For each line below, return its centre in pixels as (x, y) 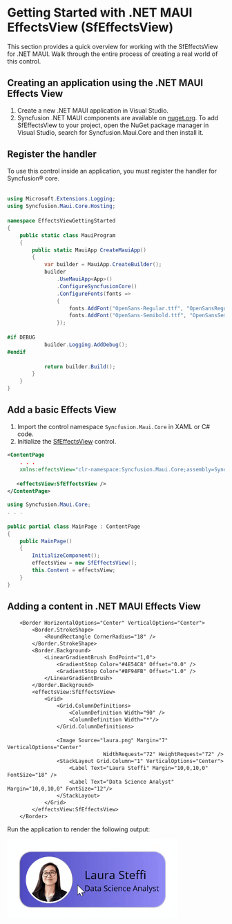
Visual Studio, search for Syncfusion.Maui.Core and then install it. (110, 132)
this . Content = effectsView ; (74, 570)
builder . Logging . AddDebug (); (86, 345)
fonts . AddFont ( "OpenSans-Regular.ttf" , (126, 308)
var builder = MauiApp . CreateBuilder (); (103, 265)
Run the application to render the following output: (79, 829)
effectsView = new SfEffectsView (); (85, 563)
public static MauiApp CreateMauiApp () (89, 250)
